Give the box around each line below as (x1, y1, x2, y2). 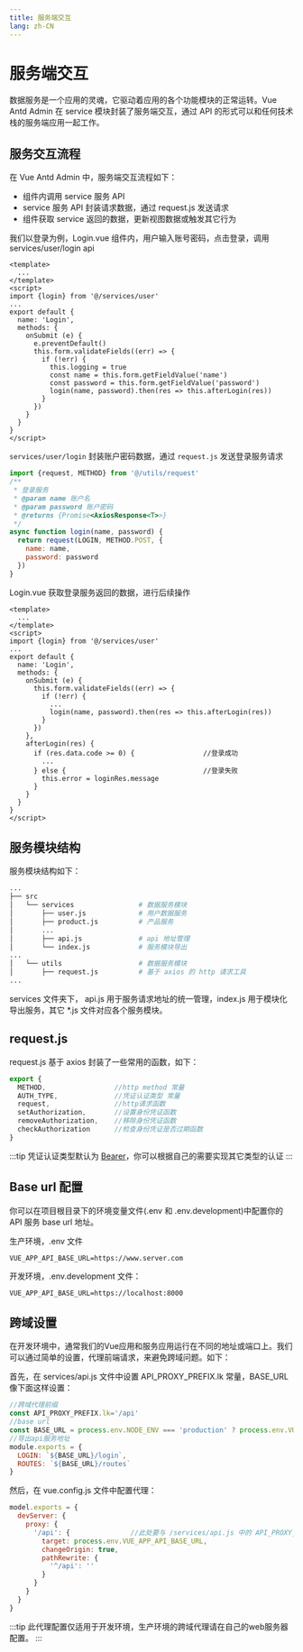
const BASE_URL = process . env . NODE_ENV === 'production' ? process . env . (9, 1426, 289, 1435)
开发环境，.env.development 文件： (9, 1271, 142, 1281)
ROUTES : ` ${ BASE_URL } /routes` (17, 1459, 131, 1468)
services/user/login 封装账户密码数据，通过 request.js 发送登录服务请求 (9, 451, 284, 462)
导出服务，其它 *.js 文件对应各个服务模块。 (9, 1005, 168, 1015)
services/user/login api (9, 243, 95, 253)
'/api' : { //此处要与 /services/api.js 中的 (32, 1528, 252, 1537)
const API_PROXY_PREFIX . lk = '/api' (9, 1409, 140, 1418)
